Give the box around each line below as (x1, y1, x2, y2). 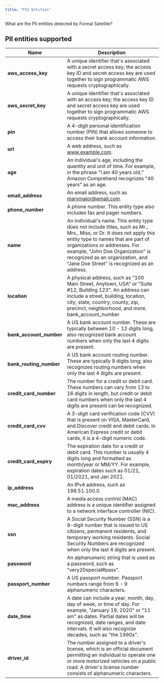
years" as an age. (66, 181, 107, 188)
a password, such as (66, 561, 114, 567)
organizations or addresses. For (66, 242, 140, 249)
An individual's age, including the (66, 157, 143, 164)
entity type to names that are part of (66, 236, 150, 243)
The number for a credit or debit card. (66, 378, 154, 385)
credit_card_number (7, 390, 56, 397)
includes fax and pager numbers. (66, 209, 143, 216)
